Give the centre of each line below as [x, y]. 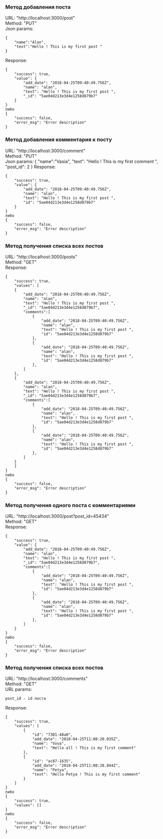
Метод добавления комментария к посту [59, 139]
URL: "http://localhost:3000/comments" [47, 679]
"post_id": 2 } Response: [31, 167]
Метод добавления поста [38, 7]
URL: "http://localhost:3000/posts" [41, 257]
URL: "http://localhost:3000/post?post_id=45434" [57, 516]
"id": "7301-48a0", [52, 735]
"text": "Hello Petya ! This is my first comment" [86, 775]
